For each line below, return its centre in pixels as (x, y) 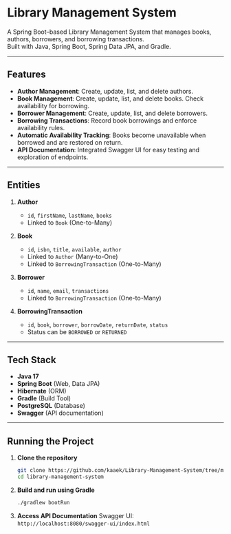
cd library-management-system (60, 477)
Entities (24, 185)
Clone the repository (47, 458)
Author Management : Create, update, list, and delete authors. (105, 91)
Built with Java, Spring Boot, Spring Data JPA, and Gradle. (89, 46)
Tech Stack (32, 360)
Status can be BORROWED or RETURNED (77, 331)
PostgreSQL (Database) (51, 406)
